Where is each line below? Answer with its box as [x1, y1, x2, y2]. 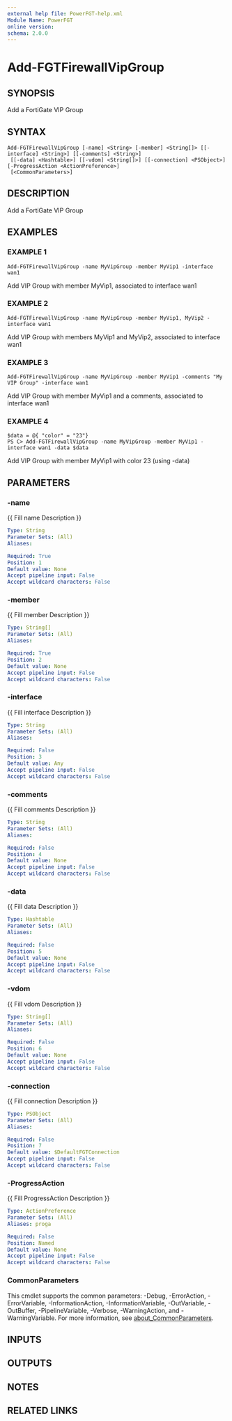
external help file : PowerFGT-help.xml [7, 10, 123, 17]
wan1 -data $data [38, 444, 89, 451]
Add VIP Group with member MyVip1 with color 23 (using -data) [7, 457, 190, 465]
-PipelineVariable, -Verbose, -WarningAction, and [38, 1306, 180, 1314]
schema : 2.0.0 [7, 29, 49, 37]
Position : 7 [7, 1142, 42, 1149]
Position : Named [7, 1239, 54, 1247]
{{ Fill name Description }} [7, 513, 82, 522]
